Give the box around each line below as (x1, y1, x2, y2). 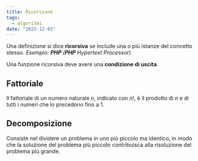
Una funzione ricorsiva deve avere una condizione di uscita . (6, 61, 158, 68)
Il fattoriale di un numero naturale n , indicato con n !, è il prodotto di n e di (6, 95, 189, 102)
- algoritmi (12, 20, 43, 26)
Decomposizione (6, 118, 72, 129)
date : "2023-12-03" (6, 26, 56, 32)
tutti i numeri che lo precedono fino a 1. (6, 101, 105, 108)
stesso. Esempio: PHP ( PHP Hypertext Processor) (6, 49, 131, 57)
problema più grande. (6, 147, 61, 155)
